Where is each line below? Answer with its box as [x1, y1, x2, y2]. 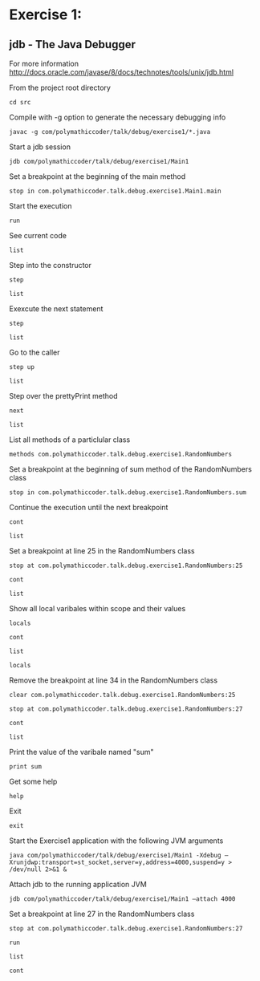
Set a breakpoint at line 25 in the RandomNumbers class [9, 546, 195, 555]
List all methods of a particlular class [9, 435, 131, 444]
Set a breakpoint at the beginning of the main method [9, 172, 186, 181]
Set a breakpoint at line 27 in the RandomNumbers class [9, 909, 195, 918]
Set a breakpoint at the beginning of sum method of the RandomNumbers [9, 464, 252, 474]
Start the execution [9, 201, 72, 210]
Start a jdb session [9, 142, 71, 152]
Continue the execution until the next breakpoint [9, 503, 169, 512]
